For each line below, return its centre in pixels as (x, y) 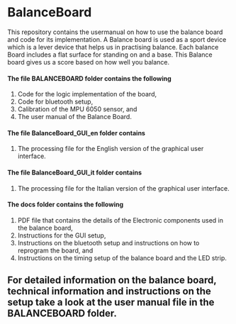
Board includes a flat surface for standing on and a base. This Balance (110, 55)
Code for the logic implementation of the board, (87, 94)
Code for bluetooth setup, (55, 102)
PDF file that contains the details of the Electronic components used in (120, 220)
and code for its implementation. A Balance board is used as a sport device (117, 39)
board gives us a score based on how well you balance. (89, 62)
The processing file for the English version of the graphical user (111, 149)
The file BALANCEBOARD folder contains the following (89, 78)
